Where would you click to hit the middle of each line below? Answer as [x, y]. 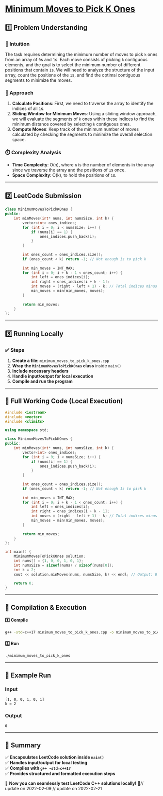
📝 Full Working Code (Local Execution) [64, 401]
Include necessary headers [40, 371]
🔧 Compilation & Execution [46, 607]
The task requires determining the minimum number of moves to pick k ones [81, 54]
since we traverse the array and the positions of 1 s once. [69, 170]
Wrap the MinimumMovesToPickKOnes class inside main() [66, 365]
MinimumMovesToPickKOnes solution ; [50, 556]
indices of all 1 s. [28, 109]
